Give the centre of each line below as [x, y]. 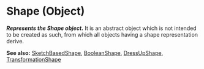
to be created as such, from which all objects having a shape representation [102, 34]
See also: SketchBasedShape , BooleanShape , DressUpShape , [85, 53]
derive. [15, 41]
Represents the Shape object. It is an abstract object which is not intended [102, 28]
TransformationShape [34, 59]
